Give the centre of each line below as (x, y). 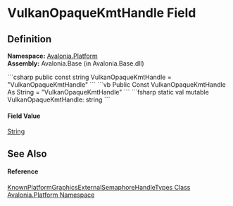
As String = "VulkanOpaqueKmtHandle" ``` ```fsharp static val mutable (108, 92)
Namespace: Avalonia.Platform (53, 56)
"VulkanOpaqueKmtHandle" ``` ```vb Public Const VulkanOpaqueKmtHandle (117, 85)
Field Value (24, 116)
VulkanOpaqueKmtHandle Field (102, 13)
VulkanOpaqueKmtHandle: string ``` (59, 99)
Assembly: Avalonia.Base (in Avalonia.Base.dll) (76, 63)
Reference (23, 171)
